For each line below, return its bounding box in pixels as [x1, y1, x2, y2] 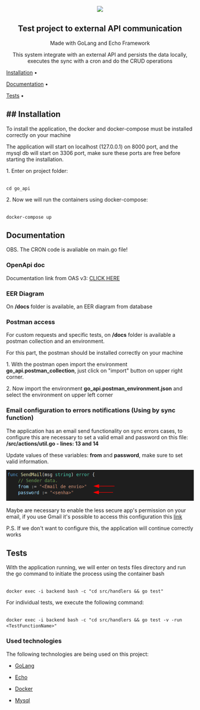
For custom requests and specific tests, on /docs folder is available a [6, 331, 176, 339]
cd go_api [6, 185, 31, 191]
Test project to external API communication [17, 24, 183, 34]
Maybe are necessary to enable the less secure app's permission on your [6, 507, 186, 514]
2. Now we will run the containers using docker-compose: [6, 196, 148, 203]
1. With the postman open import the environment [6, 361, 128, 368]
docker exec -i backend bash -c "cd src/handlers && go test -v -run [6, 617, 183, 623]
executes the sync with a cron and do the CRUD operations [27, 57, 173, 64]
